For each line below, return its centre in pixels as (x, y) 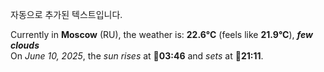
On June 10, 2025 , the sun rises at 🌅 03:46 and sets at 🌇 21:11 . (137, 56)
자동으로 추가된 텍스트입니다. (66, 14)
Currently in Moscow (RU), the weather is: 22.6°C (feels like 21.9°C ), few (161, 34)
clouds (25, 45)
